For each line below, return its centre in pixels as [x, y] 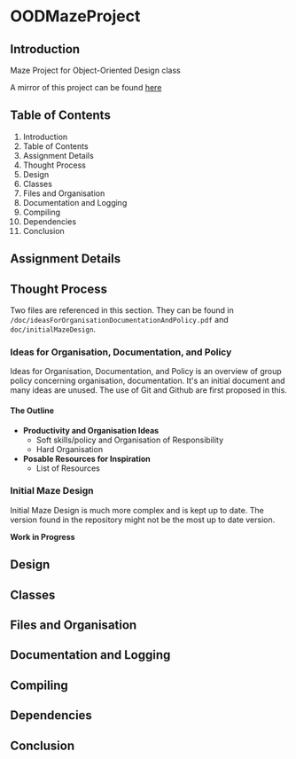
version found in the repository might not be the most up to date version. [143, 520]
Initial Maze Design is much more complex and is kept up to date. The [137, 510]
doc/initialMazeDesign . [53, 329]
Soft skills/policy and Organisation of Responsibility [130, 440]
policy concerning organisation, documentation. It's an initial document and [148, 381]
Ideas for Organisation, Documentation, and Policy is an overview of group [146, 372]
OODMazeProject [75, 16]
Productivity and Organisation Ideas [91, 430]
